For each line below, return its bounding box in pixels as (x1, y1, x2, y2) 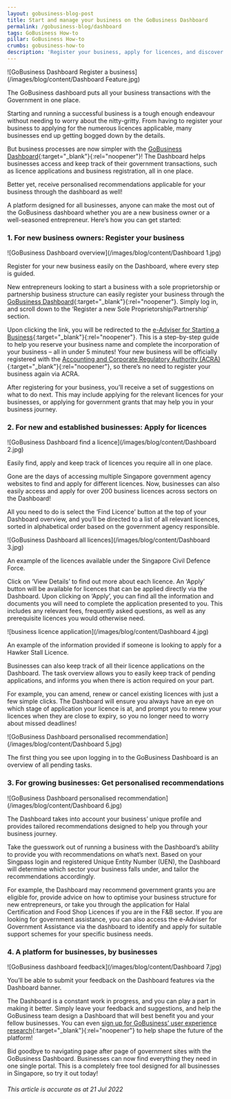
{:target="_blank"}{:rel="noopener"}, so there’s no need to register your (7, 363, 212, 371)
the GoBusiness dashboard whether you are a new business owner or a (7, 208, 210, 217)
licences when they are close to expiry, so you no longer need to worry (7, 712, 209, 720)
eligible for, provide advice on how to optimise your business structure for (7, 893, 217, 901)
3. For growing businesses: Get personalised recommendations (7, 778, 225, 788)
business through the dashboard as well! (7, 188, 123, 196)
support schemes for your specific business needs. (7, 929, 154, 938)
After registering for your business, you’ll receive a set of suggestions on (7, 383, 214, 392)
